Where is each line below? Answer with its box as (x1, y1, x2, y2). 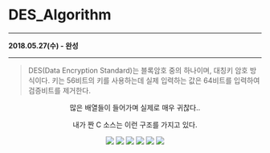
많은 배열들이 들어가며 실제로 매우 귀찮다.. (69, 102, 201, 112)
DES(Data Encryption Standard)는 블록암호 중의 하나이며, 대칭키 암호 (27, 65, 248, 75)
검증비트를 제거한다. (27, 85, 91, 95)
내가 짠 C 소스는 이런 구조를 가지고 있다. (72, 119, 198, 130)
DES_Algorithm (8, 6, 112, 24)
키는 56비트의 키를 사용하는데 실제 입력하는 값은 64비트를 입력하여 (51, 75, 260, 85)
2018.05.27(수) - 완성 (8, 40, 79, 50)
